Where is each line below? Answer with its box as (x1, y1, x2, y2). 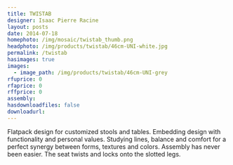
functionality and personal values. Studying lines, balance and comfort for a (7, 135, 227, 143)
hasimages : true (7, 56, 55, 63)
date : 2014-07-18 (7, 29, 58, 37)
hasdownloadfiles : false (7, 102, 80, 109)
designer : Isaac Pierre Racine (7, 17, 99, 24)
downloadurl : (7, 108, 46, 115)
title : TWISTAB (7, 10, 52, 18)
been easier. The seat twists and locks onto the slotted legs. (7, 150, 181, 158)
